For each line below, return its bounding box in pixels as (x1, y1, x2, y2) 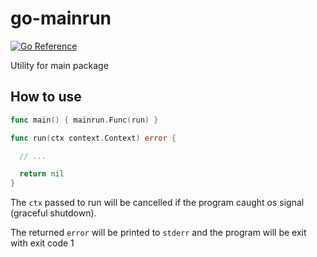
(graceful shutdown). (10, 207, 97, 219)
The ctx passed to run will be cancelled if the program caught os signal (10, 197, 305, 209)
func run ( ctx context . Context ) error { (10, 133, 177, 143)
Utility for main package (10, 59, 109, 71)
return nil (19, 169, 65, 179)
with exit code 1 (10, 237, 75, 249)
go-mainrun (10, 7, 112, 30)
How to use (10, 88, 82, 106)
